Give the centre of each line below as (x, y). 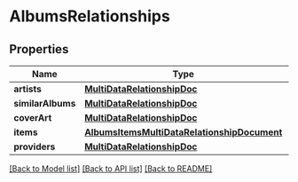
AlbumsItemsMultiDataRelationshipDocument (183, 132)
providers (35, 146)
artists (27, 89)
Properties (39, 49)
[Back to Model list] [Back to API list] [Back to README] (111, 169)
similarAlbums (45, 103)
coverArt (33, 118)
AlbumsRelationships (90, 16)
